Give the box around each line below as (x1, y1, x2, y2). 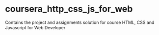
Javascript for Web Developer (5, 24, 66, 30)
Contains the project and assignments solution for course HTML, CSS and (5, 19, 155, 25)
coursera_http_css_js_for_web (5, 3, 133, 15)
